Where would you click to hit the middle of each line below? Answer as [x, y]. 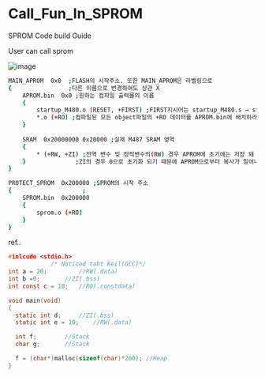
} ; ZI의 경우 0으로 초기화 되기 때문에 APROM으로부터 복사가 [131, 162]
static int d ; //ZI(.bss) [65, 315]
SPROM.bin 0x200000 [56, 198]
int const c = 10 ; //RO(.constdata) [72, 286]
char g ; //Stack [52, 345]
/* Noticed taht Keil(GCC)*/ [98, 264]
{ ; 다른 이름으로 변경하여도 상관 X [84, 88]
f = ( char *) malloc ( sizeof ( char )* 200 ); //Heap [91, 359]
